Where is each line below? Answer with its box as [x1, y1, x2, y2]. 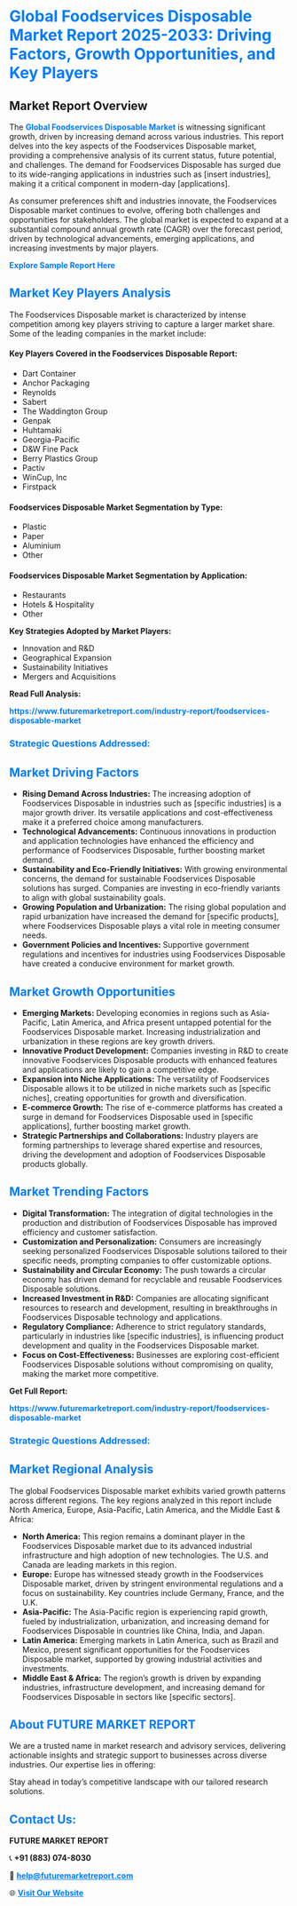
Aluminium [21, 540, 61, 552]
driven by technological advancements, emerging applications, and [9, 234, 255, 243]
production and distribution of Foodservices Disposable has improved [21, 1217, 277, 1227]
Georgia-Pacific [21, 434, 80, 445]
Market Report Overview [9, 98, 148, 113]
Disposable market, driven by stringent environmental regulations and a [21, 1578, 284, 1589]
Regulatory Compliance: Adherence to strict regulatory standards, [21, 1321, 267, 1331]
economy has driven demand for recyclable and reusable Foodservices [21, 1274, 282, 1284]
